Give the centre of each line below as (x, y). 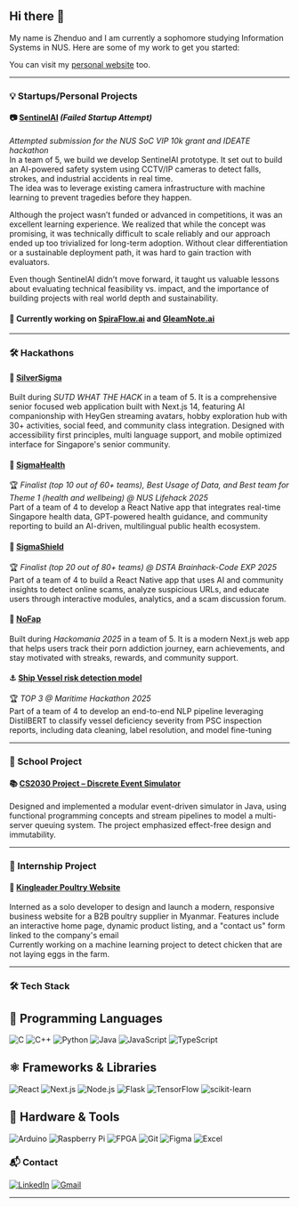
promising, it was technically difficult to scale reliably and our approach (140, 233)
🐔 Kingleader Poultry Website (65, 887)
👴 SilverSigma (36, 377)
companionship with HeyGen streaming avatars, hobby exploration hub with (148, 416)
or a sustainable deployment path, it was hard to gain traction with (130, 252)
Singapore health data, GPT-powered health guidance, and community (139, 517)
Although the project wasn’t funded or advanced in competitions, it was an (146, 214)
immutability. (32, 835)
